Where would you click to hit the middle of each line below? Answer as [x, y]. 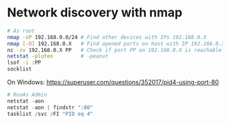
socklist [20, 69]
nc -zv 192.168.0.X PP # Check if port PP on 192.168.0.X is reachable [115, 50]
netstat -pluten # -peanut [58, 56]
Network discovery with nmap [95, 13]
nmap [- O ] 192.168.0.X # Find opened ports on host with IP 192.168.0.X [116, 44]
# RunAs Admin [27, 95]
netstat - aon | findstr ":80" [50, 108]
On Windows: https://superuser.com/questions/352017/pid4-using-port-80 [113, 82]
